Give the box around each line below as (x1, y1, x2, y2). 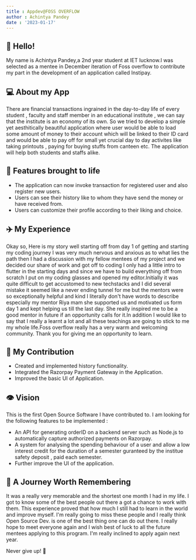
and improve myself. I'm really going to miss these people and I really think (6, 511, 186, 518)
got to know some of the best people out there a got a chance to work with (6, 499, 187, 506)
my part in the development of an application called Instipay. (6, 69, 152, 76)
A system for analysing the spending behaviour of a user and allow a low (14, 441, 190, 449)
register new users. (14, 188, 61, 195)
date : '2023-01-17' (6, 19, 57, 25)
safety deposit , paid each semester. (14, 454, 102, 461)
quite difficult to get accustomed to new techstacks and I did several (6, 280, 171, 287)
